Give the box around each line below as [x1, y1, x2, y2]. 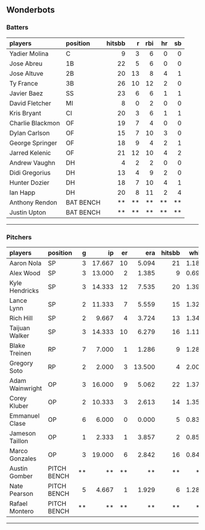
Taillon [9, 437, 29, 445]
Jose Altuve [9, 69, 44, 78]
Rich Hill [9, 314, 33, 322]
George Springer [9, 139, 57, 147]
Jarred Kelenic [9, 148, 51, 157]
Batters [6, 23, 29, 32]
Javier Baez [9, 89, 43, 97]
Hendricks [9, 286, 39, 295]
